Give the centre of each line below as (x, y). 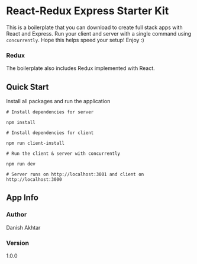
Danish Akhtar (23, 227)
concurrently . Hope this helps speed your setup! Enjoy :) (75, 40)
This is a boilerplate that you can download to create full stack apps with (94, 27)
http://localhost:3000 (34, 180)
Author (17, 215)
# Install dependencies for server (50, 112)
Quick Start (28, 87)
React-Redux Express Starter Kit (88, 11)
